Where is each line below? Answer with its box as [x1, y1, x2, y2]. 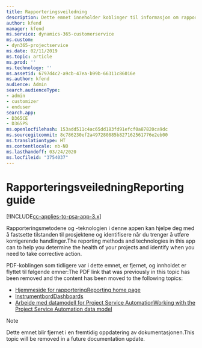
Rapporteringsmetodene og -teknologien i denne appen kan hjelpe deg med [6, 225, 195, 232]
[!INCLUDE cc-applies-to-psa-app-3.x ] [6, 213, 102, 220]
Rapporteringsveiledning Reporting [6, 180, 185, 194]
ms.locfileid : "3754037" [6, 154, 69, 160]
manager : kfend [6, 25, 44, 32]
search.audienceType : [6, 87, 61, 93]
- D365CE [6, 115, 28, 121]
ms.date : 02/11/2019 [6, 48, 58, 54]
